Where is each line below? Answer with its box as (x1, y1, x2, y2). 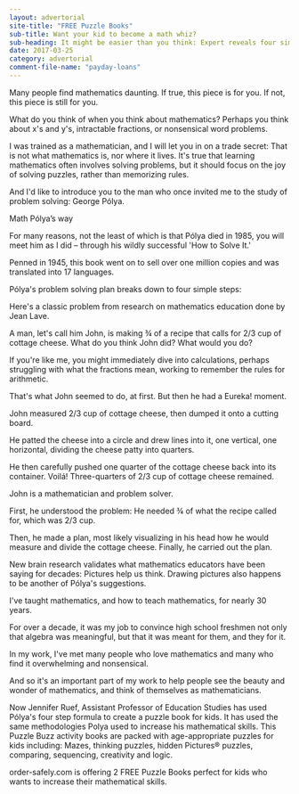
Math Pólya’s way (9, 213, 74, 224)
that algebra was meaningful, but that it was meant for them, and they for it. (9, 631, 287, 642)
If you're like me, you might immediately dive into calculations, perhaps (9, 354, 270, 365)
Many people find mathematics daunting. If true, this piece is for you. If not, (9, 86, 286, 98)
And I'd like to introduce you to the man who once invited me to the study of (9, 186, 287, 197)
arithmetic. (9, 373, 49, 384)
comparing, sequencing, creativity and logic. (9, 749, 174, 760)
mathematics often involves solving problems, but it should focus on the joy (9, 160, 287, 170)
